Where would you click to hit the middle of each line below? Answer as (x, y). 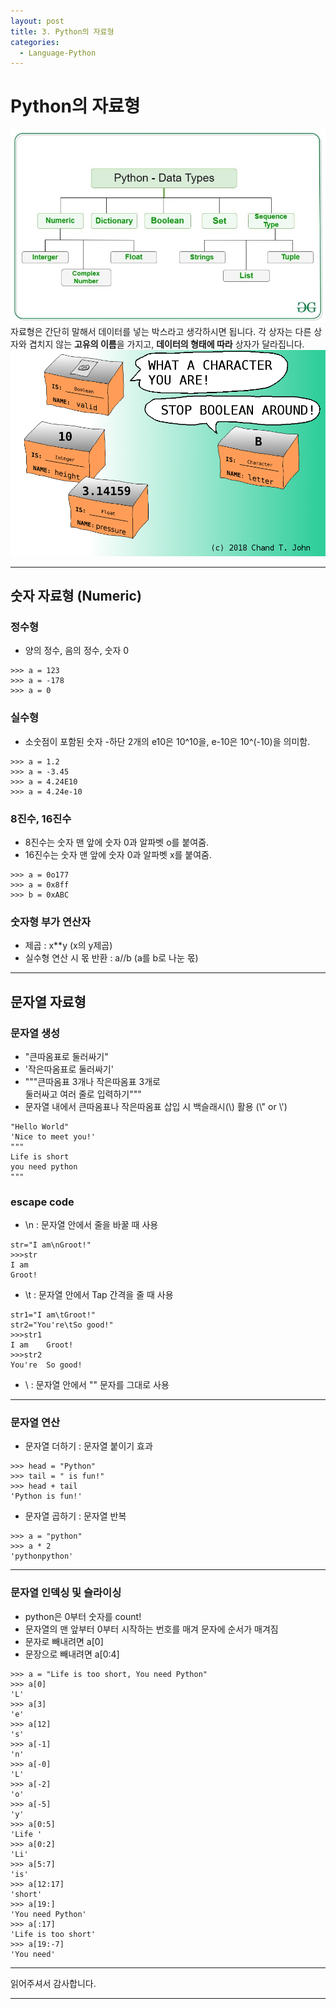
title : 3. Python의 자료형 (62, 31)
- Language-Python (58, 53)
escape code (42, 1202)
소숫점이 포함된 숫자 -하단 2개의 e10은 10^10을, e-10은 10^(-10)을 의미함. (167, 741)
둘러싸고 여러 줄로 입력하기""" (83, 1094)
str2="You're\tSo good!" (62, 1325)
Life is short (40, 1156)
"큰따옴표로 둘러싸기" (66, 1056)
